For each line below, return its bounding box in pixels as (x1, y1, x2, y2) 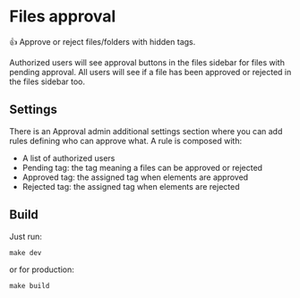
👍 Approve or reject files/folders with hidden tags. (9, 36, 196, 47)
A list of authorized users (21, 152, 116, 163)
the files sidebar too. (9, 76, 85, 87)
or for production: (9, 264, 74, 275)
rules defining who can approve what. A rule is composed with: (9, 135, 243, 146)
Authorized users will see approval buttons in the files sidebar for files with (9, 56, 285, 68)
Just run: (9, 231, 43, 242)
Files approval (9, 6, 116, 27)
